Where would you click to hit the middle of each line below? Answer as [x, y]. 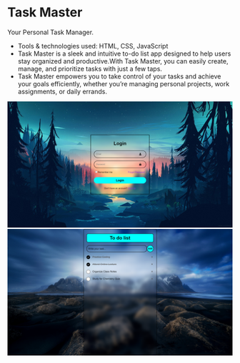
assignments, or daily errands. [62, 91]
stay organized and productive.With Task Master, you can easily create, [123, 61]
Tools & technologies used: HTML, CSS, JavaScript [93, 46]
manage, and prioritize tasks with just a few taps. [90, 68]
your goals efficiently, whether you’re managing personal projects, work [124, 83]
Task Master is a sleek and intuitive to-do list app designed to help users [124, 53]
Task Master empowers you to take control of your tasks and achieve [119, 76]
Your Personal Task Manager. [51, 32]
